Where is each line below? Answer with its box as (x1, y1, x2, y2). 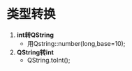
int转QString (16, 31, 54, 39)
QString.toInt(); (27, 56, 71, 64)
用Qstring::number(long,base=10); (27, 39, 126, 47)
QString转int (16, 48, 54, 56)
